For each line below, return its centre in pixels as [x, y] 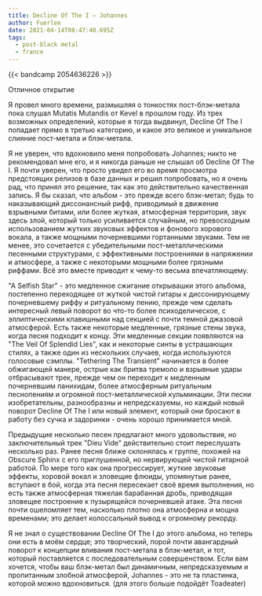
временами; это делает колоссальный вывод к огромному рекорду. [123, 518]
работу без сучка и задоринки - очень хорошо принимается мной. [120, 419]
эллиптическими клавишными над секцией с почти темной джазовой [126, 319]
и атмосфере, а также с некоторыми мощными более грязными [116, 262]
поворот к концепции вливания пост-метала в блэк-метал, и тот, [117, 550]
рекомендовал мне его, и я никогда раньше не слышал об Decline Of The [131, 162]
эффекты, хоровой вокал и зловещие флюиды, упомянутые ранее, [120, 476]
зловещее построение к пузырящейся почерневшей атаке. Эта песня [125, 501]
